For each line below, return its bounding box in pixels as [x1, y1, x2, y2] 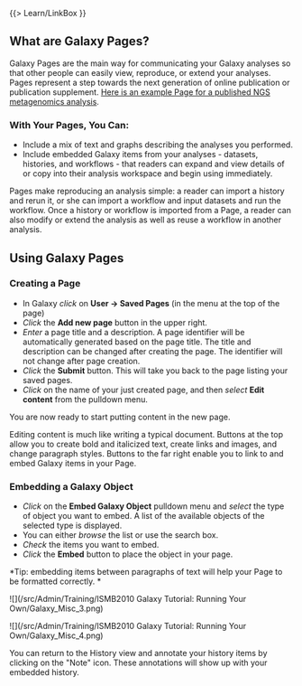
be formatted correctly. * [9, 576, 102, 587]
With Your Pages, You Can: [9, 118, 129, 131]
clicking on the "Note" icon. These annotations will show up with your [9, 657, 268, 668]
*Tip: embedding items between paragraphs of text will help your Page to [9, 567, 283, 578]
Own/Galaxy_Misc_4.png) [9, 630, 104, 641]
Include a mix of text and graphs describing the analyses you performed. [22, 139, 293, 150]
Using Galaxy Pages [9, 250, 124, 266]
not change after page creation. [22, 355, 141, 366]
